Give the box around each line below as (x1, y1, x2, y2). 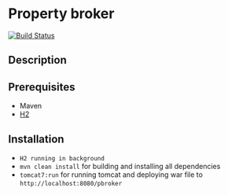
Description (8, 53, 67, 67)
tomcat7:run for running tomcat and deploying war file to (19, 170, 203, 179)
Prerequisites (8, 80, 75, 94)
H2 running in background (19, 154, 105, 162)
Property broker (8, 5, 115, 23)
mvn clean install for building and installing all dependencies (19, 161, 221, 171)
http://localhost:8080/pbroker (19, 179, 123, 187)
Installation (8, 132, 64, 145)
